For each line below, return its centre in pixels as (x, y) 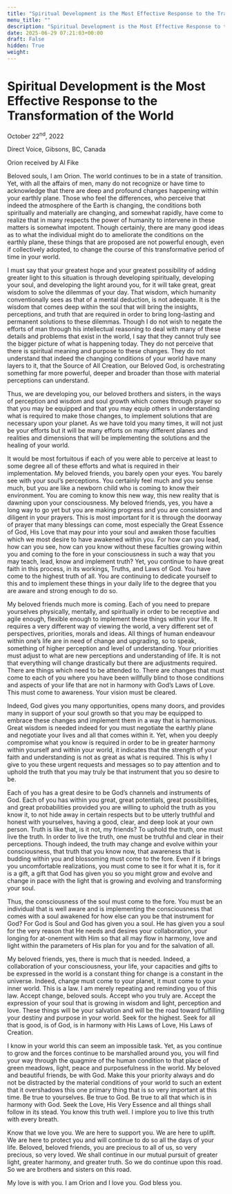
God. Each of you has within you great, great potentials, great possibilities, (113, 800)
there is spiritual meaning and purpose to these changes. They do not (106, 351)
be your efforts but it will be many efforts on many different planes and (108, 431)
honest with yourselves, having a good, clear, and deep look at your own (110, 822)
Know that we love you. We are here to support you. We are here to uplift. (112, 1133)
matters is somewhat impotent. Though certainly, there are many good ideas (116, 227)
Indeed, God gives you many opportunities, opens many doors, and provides (116, 706)
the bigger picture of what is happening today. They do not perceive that (110, 344)
